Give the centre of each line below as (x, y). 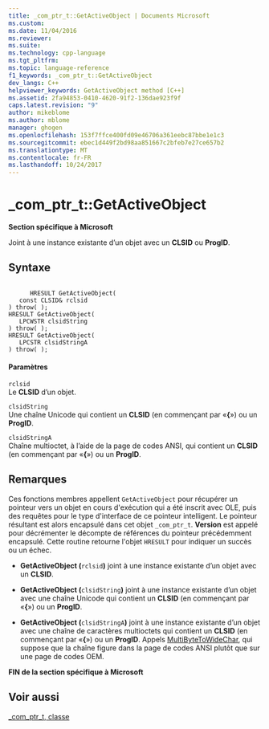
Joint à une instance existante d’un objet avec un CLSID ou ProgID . (119, 242)
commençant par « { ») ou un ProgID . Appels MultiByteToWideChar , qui (136, 639)
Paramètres (28, 367)
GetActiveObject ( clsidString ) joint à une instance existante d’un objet (138, 589)
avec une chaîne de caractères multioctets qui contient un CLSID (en (134, 630)
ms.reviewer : (30, 38)
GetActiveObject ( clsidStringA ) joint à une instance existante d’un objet (140, 622)
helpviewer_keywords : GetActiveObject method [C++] (96, 90)
